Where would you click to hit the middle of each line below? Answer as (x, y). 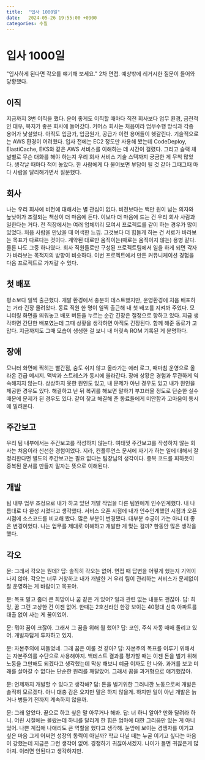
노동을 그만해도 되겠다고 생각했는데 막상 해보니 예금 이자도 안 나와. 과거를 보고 (99, 663)
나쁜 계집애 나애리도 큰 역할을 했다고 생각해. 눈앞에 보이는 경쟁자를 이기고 (106, 728)
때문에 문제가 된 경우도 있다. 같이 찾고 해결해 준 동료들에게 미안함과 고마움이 (97, 398)
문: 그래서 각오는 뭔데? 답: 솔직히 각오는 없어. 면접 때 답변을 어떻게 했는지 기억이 (101, 571)
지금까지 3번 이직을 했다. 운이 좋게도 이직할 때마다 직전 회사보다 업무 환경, (94, 119)
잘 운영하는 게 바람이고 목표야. (42, 586)
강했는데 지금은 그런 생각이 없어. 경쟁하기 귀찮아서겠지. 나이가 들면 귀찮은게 (102, 743)
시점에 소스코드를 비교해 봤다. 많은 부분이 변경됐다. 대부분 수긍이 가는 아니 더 (98, 519)
